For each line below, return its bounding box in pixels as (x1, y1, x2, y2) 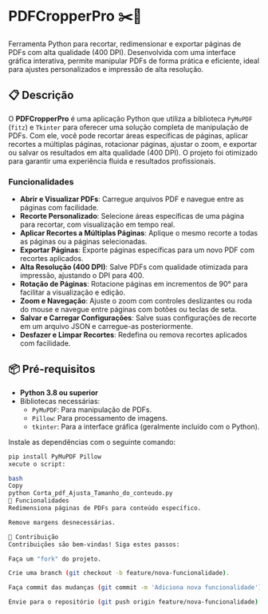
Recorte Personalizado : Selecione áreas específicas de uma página (19, 212, 245, 221)
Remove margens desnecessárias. (8, 518, 116, 526)
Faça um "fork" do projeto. (8, 555, 102, 563)
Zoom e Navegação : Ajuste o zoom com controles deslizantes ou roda (19, 296, 253, 306)
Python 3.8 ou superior (19, 387, 98, 397)
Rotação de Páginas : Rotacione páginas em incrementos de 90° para (19, 279, 249, 289)
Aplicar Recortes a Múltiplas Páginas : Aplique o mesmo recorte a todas (19, 228, 258, 238)
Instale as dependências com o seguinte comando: (8, 437, 176, 446)
